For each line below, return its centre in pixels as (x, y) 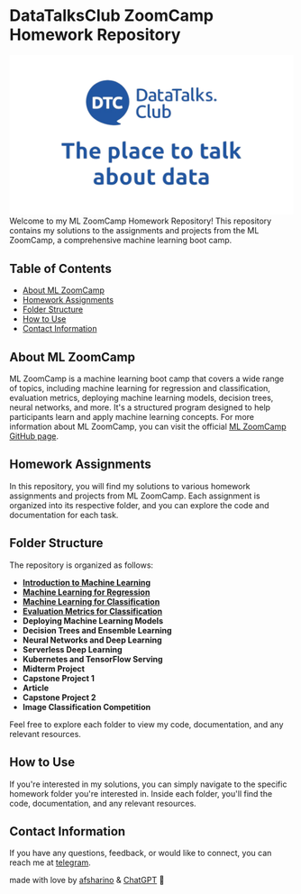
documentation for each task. (64, 515)
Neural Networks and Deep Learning (92, 640)
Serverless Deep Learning (73, 649)
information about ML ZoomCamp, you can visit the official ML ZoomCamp (148, 427)
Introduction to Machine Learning (87, 582)
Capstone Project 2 (59, 697)
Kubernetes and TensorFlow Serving (93, 659)
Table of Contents (61, 268)
